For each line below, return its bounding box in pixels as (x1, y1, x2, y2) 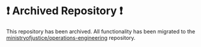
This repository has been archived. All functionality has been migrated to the (6, 27, 196, 35)
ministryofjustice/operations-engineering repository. (6, 34, 136, 41)
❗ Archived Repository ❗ (6, 4, 123, 18)
